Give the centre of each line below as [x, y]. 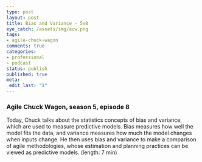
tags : [13, 35]
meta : [13, 80]
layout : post [23, 18]
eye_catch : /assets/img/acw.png [47, 29]
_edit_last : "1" [27, 86]
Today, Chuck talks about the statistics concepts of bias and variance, [94, 120]
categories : [21, 52]
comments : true [26, 46]
